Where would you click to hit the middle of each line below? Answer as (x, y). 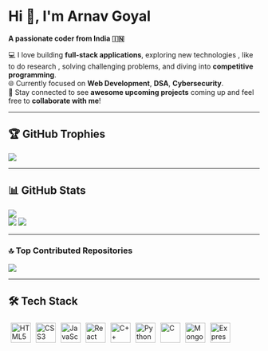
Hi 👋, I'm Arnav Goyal (80, 16)
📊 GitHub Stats (47, 191)
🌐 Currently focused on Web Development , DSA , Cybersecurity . (116, 83)
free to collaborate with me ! (55, 101)
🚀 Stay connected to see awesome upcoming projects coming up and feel (131, 92)
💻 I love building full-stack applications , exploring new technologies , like (131, 54)
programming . (33, 74)
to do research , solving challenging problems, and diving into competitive (131, 66)
